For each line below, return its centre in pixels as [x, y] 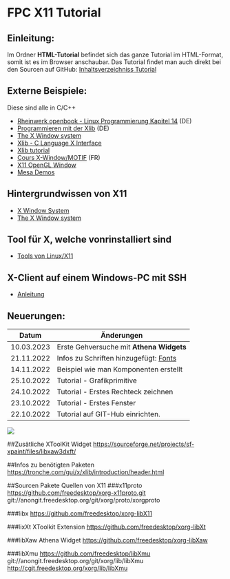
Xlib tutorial [33, 150]
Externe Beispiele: [47, 91]
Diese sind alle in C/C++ [42, 108]
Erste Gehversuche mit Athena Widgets [122, 347]
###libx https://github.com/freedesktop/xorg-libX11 [80, 514]
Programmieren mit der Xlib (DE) [63, 128]
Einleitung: [31, 38]
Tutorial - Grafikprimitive [97, 380]
